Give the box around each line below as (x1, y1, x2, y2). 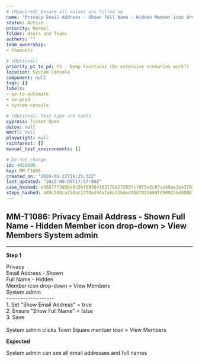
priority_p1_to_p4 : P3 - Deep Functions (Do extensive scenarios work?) (6, 63, 190, 69)
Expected (6, 338, 31, 345)
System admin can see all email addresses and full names (6, 349, 147, 356)
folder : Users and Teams (6, 31, 68, 37)
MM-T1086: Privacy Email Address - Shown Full (6, 212, 185, 222)
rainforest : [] (6, 141, 44, 147)
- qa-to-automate (6, 91, 49, 97)
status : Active (6, 20, 44, 26)
